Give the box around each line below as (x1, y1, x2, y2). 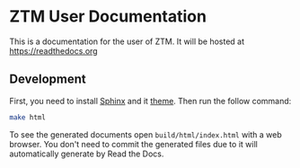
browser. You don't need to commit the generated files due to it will (9, 138, 258, 149)
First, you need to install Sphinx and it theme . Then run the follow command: (9, 95, 292, 106)
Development (9, 72, 87, 87)
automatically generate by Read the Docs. (9, 148, 164, 159)
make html (9, 112, 47, 122)
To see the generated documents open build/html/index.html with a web (9, 128, 283, 140)
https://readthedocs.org (9, 45, 98, 56)
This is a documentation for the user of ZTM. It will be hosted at (9, 36, 245, 47)
